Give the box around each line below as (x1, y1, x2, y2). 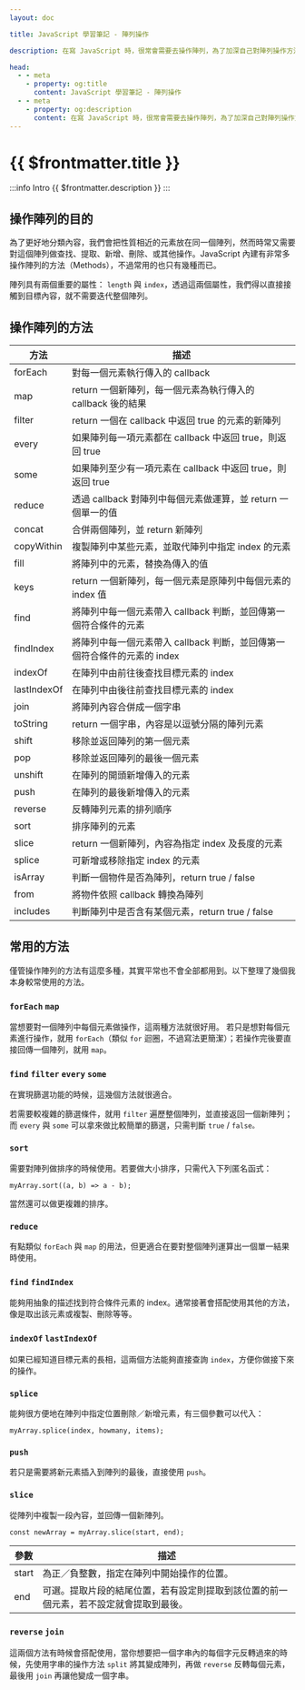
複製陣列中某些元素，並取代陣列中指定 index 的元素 (71, 540, 291, 553)
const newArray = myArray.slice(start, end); (9, 1527, 184, 1537)
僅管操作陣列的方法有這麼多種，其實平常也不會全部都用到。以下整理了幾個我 (9, 965, 296, 976)
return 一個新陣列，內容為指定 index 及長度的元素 (71, 838, 283, 850)
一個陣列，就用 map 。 (33, 1044, 112, 1055)
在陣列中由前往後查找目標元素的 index (71, 667, 234, 679)
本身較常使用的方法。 (9, 976, 89, 987)
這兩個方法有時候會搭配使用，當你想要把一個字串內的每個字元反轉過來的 (9, 1647, 280, 1658)
